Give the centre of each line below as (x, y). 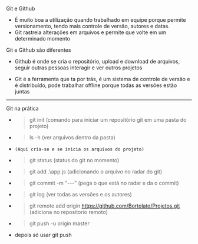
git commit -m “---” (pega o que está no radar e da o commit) (104, 183)
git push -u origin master (59, 223)
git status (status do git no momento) (74, 160)
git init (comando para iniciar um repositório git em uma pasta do (108, 120)
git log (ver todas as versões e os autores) (81, 194)
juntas (22, 91)
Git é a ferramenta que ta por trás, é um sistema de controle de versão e (102, 79)
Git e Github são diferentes (39, 50)
